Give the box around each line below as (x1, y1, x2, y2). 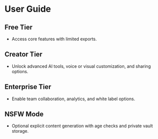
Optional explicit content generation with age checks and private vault (11, 123, 153, 129)
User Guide (4, 3, 51, 15)
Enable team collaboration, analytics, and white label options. (11, 96, 135, 102)
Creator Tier (4, 50, 43, 58)
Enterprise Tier (4, 83, 52, 91)
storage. (11, 128, 29, 134)
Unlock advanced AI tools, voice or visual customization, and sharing (11, 63, 151, 69)
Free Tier (4, 23, 33, 31)
